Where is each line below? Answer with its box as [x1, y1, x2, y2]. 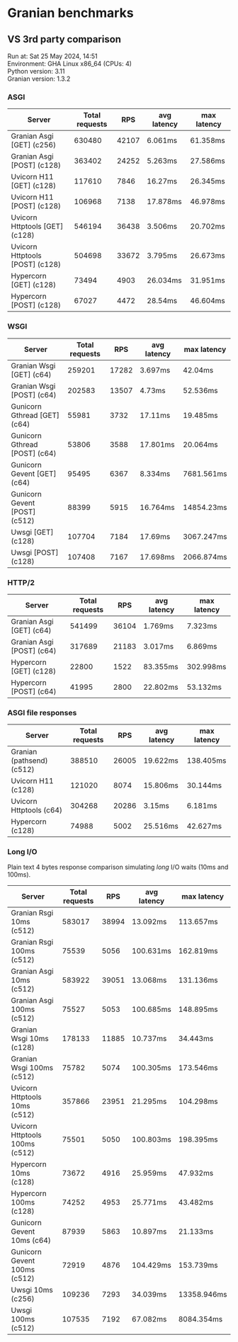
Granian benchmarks [7, 5, 134, 21]
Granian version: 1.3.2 [7, 74, 71, 83]
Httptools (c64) [11, 805, 62, 815]
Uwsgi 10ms [11, 1285, 53, 1295]
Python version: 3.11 [7, 67, 65, 75]
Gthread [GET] [11, 410, 60, 420]
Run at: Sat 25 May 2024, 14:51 [7, 52, 98, 60]
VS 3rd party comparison [7, 33, 122, 45]
